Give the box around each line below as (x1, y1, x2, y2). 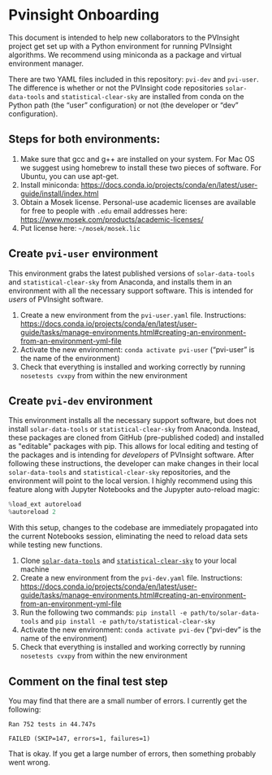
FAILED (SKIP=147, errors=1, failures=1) (8, 734, 151, 742)
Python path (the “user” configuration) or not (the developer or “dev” (8, 100, 239, 110)
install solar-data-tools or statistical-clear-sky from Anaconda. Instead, (8, 425, 260, 434)
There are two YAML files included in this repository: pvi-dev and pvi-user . (8, 74, 259, 84)
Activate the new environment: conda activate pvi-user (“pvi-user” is (19, 344, 255, 355)
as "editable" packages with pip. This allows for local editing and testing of (8, 442, 258, 451)
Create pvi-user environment (8, 246, 158, 261)
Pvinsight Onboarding (8, 6, 160, 24)
